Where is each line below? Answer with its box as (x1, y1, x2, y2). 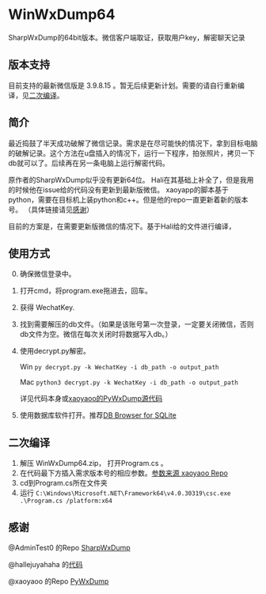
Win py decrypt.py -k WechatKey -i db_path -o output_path (19, 362, 219, 372)
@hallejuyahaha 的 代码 (8, 560, 83, 569)
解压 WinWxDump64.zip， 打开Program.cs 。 (19, 459, 168, 468)
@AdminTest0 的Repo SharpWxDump (8, 543, 131, 552)
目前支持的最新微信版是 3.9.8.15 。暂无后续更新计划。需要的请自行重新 (8, 81, 238, 90)
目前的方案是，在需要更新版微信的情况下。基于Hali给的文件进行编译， (8, 221, 236, 231)
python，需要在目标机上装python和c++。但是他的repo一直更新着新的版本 (8, 195, 249, 204)
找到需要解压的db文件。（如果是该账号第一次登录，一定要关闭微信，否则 (19, 320, 254, 329)
